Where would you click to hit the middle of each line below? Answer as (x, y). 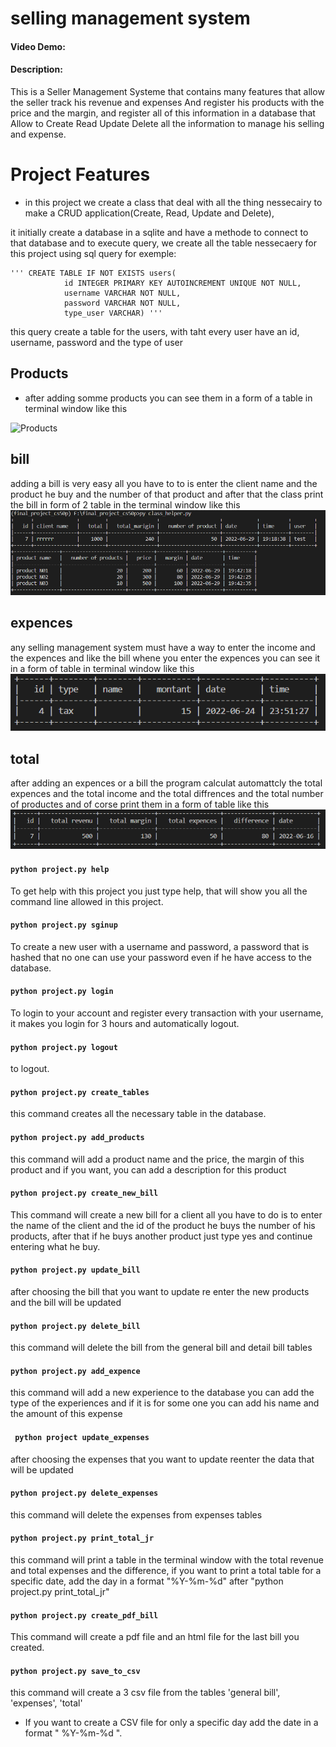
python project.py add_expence (75, 1371)
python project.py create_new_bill (84, 1193)
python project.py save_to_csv (75, 1671)
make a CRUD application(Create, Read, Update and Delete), (149, 213)
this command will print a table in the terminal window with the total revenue (167, 1559)
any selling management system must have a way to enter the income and (163, 647)
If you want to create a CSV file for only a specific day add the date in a (171, 1723)
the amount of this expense (66, 1414)
